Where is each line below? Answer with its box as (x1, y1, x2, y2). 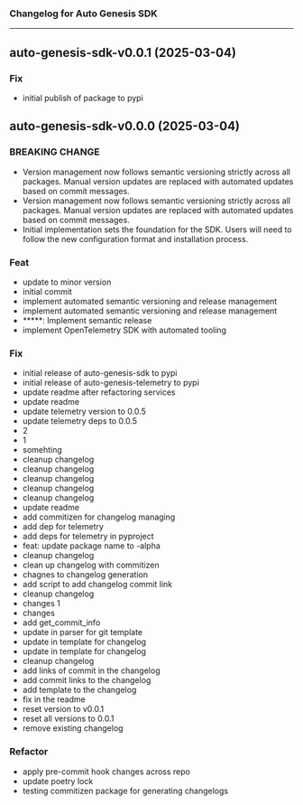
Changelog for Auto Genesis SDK (9, 7, 158, 20)
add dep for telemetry (22, 521, 104, 532)
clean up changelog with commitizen (22, 559, 160, 571)
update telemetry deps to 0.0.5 (22, 416, 138, 426)
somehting (22, 445, 63, 455)
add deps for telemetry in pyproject (22, 531, 155, 542)
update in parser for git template (22, 627, 142, 638)
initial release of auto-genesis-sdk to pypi (22, 368, 178, 379)
